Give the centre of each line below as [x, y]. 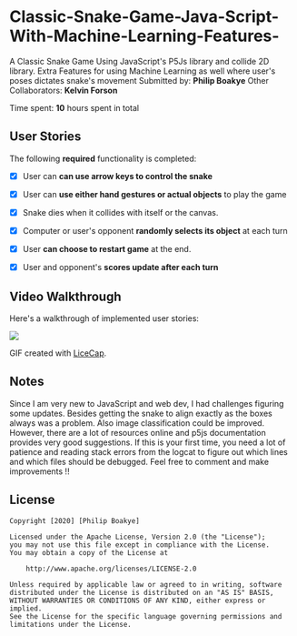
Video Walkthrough [65, 296]
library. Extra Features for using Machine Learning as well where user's [143, 71]
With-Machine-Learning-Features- [144, 36]
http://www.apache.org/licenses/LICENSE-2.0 [111, 569]
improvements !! [40, 471]
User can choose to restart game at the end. [107, 249]
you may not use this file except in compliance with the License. [140, 545]
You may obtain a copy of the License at [89, 552]
